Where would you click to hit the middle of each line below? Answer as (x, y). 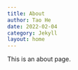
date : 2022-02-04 (32, 26)
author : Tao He (29, 20)
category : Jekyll (32, 33)
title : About (26, 14)
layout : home (26, 40)
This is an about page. (39, 59)
